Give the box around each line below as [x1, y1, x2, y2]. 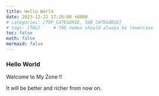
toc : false [6, 30, 33, 36]
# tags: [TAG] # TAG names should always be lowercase [6, 24, 154, 31]
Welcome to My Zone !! [6, 73, 63, 80]
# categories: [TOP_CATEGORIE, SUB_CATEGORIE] [6, 19, 122, 25]
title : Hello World [6, 8, 54, 15]
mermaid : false [6, 41, 43, 47]
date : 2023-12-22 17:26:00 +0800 [6, 14, 88, 20]
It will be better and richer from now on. [6, 85, 102, 92]
